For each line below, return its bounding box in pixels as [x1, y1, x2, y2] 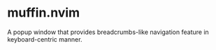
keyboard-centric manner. [7, 35, 82, 43]
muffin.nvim [7, 5, 80, 21]
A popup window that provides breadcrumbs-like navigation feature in [7, 28, 210, 36]
